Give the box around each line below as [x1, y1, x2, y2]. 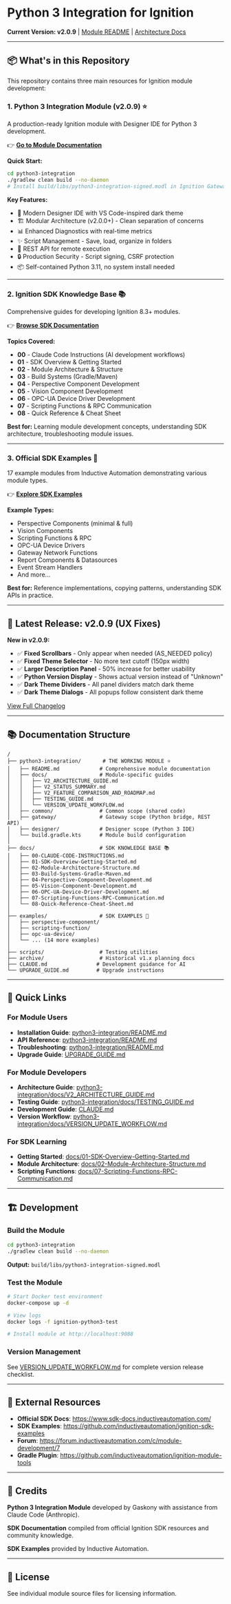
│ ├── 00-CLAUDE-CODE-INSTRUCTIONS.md [7, 852, 125, 859]
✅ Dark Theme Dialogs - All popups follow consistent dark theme [16, 688, 204, 696]
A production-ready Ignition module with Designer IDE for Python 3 [7, 120, 197, 128]
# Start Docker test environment [7, 1293, 103, 1300]
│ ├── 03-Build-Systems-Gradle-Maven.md [7, 870, 131, 877]
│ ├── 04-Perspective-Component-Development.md [7, 876, 153, 883]
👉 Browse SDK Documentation [7, 321, 100, 329]
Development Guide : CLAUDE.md [16, 1105, 114, 1113]
